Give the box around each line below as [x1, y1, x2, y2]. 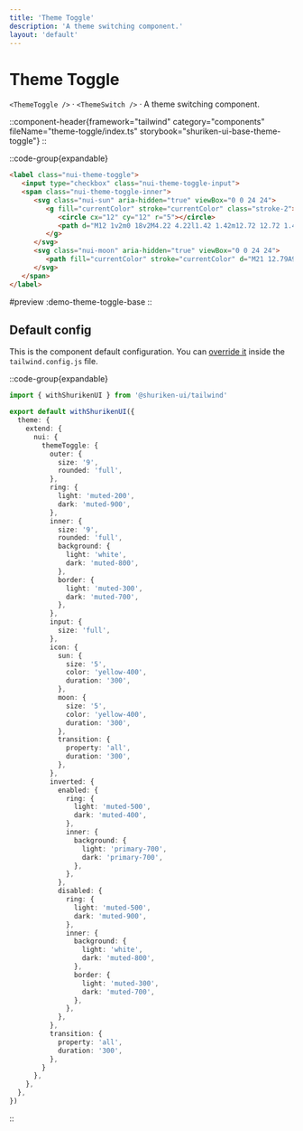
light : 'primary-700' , [81, 844, 168, 853]
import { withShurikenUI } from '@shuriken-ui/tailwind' [9, 391, 228, 401]
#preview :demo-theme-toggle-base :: [9, 296, 152, 307]
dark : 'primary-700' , [81, 853, 164, 862]
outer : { [49, 449, 83, 458]
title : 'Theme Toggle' [9, 13, 95, 23]
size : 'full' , [57, 626, 111, 635]
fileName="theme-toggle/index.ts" [9, 126, 138, 137]
